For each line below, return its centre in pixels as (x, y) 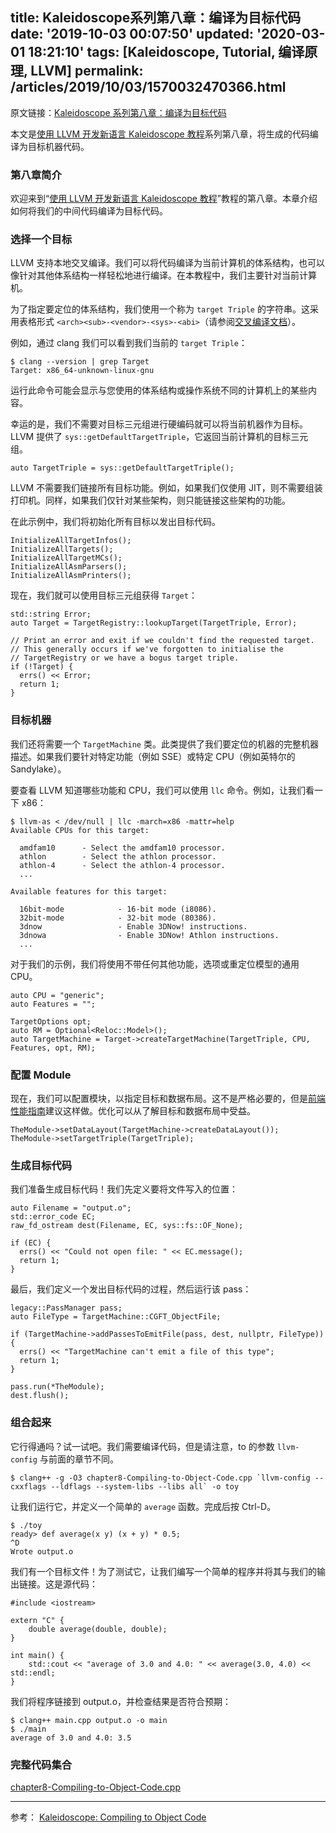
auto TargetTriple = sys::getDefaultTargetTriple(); (122, 468)
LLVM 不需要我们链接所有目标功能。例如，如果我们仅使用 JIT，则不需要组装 (166, 488)
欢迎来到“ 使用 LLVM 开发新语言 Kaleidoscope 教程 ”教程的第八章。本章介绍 (164, 199)
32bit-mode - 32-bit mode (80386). (118, 918)
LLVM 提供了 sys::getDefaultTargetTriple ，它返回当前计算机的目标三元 (159, 437)
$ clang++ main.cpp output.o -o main (89, 1720)
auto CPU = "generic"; (57, 995)
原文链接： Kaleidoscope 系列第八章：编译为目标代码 (118, 112)
